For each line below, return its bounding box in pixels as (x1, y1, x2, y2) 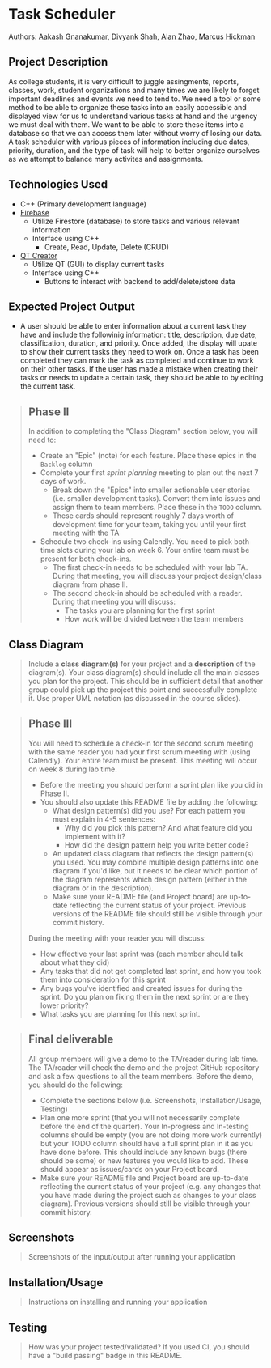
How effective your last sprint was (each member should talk (40, 949, 243, 958)
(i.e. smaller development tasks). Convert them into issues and (52, 494, 261, 503)
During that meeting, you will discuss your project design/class (52, 571, 263, 581)
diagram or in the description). (52, 883, 154, 893)
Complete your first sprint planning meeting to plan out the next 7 (40, 468, 259, 478)
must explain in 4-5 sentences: (52, 814, 156, 824)
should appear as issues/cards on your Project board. (40, 1164, 220, 1174)
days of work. (40, 477, 87, 486)
